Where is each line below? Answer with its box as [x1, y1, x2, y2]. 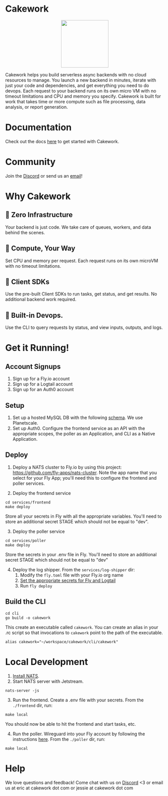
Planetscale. [12, 420, 38, 426]
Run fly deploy [20, 582, 52, 589]
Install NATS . [12, 673, 39, 679]
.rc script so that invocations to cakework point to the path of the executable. [5, 630, 163, 636]
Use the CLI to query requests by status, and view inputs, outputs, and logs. [5, 324, 163, 330]
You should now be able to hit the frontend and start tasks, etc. [5, 721, 136, 727]
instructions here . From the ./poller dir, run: [12, 736, 105, 742]
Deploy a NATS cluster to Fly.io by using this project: [12, 464, 122, 470]
